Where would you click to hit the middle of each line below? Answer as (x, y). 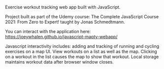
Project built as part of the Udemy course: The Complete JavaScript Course (82, 17)
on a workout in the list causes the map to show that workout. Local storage (82, 57)
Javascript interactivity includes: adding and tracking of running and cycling (82, 46)
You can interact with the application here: (48, 31)
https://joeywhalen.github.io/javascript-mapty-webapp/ (61, 37)
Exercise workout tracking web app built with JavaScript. (63, 7)
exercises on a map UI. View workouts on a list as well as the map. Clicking (81, 52)
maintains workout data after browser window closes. (60, 62)
